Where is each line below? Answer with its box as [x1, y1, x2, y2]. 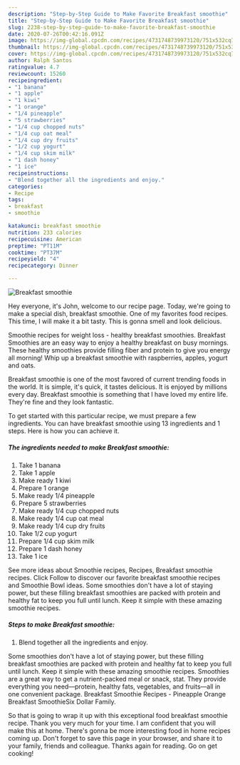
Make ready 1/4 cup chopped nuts [18, 506, 120, 515]
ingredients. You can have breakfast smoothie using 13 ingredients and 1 [8, 419, 220, 427]
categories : [8, 183, 43, 190]
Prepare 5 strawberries [18, 499, 87, 507]
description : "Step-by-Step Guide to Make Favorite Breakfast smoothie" [8, 10, 229, 18]
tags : [8, 196, 24, 203]
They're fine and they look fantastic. [8, 397, 115, 406]
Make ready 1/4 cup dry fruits [18, 522, 105, 530]
